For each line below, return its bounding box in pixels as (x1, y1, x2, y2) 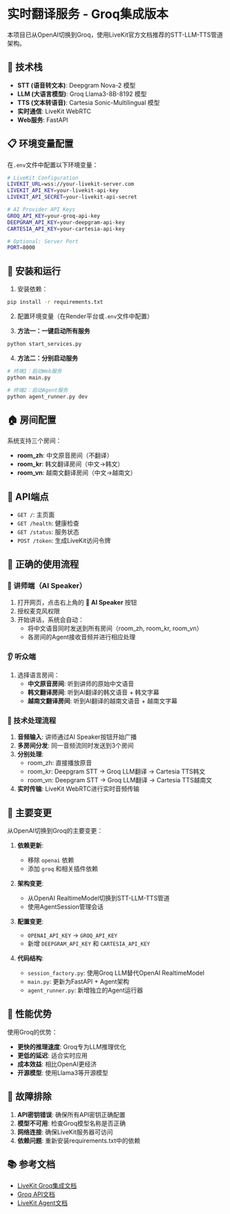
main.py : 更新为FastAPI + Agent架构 (27, 977, 130, 986)
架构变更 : (17, 879, 44, 887)
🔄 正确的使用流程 (7, 558, 79, 571)
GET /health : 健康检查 (17, 519, 79, 527)
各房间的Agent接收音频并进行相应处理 (27, 632, 136, 641)
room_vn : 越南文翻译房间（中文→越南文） (17, 468, 137, 477)
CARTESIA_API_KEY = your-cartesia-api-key (7, 226, 126, 232)
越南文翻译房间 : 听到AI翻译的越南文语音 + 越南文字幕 (27, 697, 178, 705)
